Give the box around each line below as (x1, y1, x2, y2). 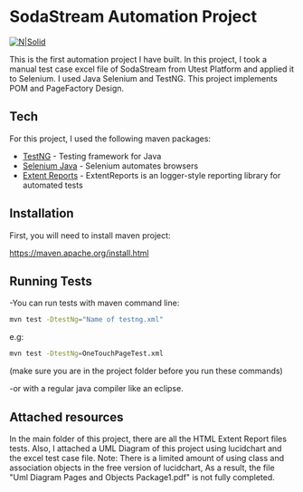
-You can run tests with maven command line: (9, 297, 180, 309)
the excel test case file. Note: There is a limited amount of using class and (9, 452, 285, 463)
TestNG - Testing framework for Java (22, 150, 162, 161)
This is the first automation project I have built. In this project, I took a (9, 53, 267, 64)
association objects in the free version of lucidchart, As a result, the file (9, 462, 275, 473)
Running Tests (9, 274, 92, 289)
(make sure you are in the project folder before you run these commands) (9, 365, 283, 377)
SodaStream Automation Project (9, 6, 258, 27)
